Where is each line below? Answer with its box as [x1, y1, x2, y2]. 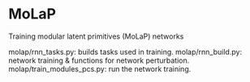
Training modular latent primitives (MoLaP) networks [8, 31, 184, 41]
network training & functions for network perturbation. [8, 55, 190, 65]
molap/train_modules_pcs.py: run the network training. [8, 64, 192, 73]
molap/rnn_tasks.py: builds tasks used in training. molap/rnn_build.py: [8, 47, 242, 56]
